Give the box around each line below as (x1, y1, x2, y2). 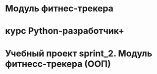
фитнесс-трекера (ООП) (5, 58, 111, 69)
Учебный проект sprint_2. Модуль (5, 48, 153, 59)
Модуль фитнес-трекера (5, 3, 114, 14)
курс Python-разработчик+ (5, 25, 125, 37)
